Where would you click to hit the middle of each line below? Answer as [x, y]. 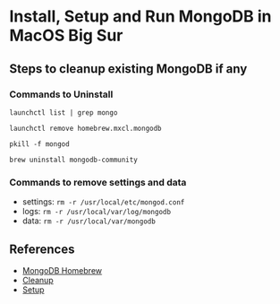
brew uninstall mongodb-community [74, 160]
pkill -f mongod [39, 144]
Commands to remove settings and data [98, 182]
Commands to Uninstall [61, 94]
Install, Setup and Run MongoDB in [140, 17]
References [42, 249]
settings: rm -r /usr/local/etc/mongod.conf [103, 202]
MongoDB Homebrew [62, 270]
